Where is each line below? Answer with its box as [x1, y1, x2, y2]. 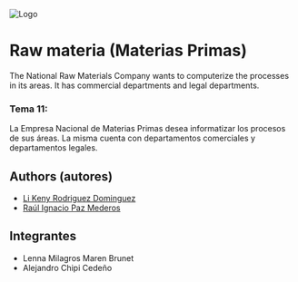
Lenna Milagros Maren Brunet [22, 252, 134, 263]
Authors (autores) [9, 169, 114, 184]
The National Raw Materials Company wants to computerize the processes [9, 70, 289, 81]
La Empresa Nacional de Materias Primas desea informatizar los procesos [9, 123, 286, 134]
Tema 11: [9, 102, 48, 115]
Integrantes [9, 229, 77, 244]
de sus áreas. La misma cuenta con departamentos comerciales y [9, 132, 256, 144]
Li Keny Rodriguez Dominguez [22, 193, 136, 204]
